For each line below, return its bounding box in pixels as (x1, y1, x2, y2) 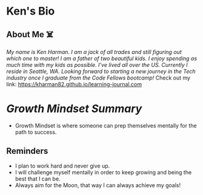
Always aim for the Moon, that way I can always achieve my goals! (15, 181, 181, 189)
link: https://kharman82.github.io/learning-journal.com (6, 81, 142, 87)
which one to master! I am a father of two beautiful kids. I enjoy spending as (6, 55, 198, 62)
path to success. (15, 128, 57, 135)
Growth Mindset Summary (6, 102, 142, 116)
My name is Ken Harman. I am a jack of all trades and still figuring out (6, 49, 182, 55)
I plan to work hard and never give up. (15, 162, 110, 169)
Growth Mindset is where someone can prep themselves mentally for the (15, 121, 197, 129)
